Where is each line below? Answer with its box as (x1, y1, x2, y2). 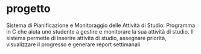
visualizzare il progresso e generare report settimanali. (6, 41, 142, 48)
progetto (6, 2, 51, 16)
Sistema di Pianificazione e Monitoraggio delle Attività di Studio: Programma (6, 22, 196, 29)
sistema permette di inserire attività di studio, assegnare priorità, (6, 34, 167, 41)
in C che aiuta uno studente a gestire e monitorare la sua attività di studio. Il (6, 28, 194, 35)
